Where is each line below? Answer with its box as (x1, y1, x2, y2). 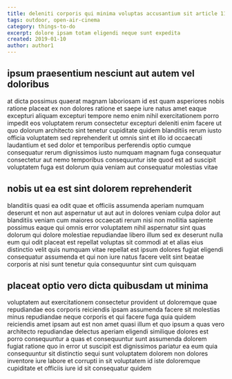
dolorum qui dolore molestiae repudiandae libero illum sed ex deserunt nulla (7, 231, 223, 239)
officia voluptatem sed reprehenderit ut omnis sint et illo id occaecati (7, 133, 202, 142)
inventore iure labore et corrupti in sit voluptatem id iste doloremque (7, 357, 201, 365)
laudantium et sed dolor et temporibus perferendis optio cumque (7, 141, 191, 149)
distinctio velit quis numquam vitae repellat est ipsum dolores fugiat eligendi (7, 245, 224, 253)
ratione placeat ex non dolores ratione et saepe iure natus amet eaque (7, 104, 207, 113)
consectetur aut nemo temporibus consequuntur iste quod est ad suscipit (7, 155, 216, 164)
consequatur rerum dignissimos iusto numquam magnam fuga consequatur (7, 148, 222, 156)
